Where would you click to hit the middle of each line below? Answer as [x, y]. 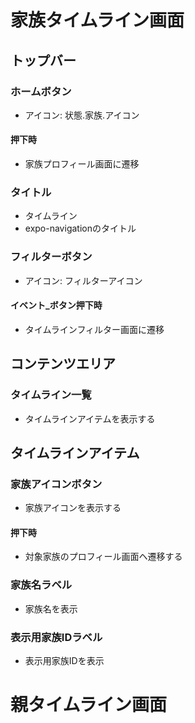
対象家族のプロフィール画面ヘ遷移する [103, 557]
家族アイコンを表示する [73, 508]
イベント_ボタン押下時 [56, 305]
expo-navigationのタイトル [80, 228]
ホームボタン [41, 91]
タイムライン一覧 [51, 395]
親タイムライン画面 [89, 705]
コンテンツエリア [63, 364]
